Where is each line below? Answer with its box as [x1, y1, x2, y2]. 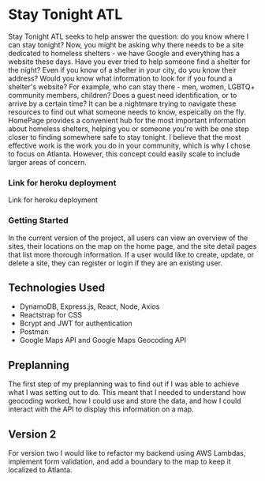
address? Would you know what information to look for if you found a [8, 73, 233, 83]
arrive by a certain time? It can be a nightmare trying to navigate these [8, 99, 237, 108]
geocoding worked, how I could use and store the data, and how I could [8, 396, 241, 406]
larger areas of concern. [8, 157, 87, 167]
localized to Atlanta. [8, 464, 73, 475]
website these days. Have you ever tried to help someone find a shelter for [8, 57, 251, 66]
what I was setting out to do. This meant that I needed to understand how [8, 388, 247, 397]
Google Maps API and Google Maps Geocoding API [19, 336, 187, 345]
